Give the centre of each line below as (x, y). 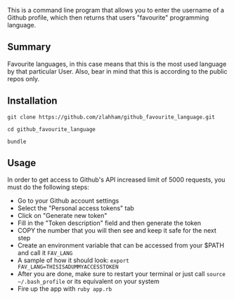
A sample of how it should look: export (73, 260)
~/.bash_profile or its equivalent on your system (88, 281)
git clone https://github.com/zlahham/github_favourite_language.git (111, 117)
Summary (29, 47)
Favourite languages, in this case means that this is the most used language (117, 64)
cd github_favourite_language (52, 129)
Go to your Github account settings (68, 201)
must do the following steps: (48, 187)
